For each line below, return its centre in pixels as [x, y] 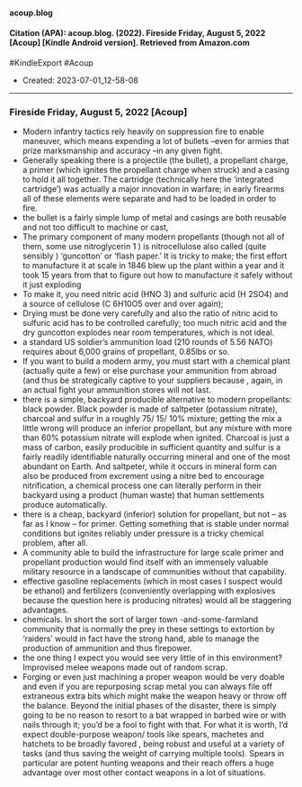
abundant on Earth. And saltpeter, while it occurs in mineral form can [149, 466]
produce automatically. [65, 505]
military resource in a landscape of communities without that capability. [155, 572]
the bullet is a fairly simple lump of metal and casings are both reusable [155, 218]
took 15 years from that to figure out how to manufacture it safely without [157, 276]
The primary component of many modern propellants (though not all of [153, 237]
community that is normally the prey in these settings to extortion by [149, 629]
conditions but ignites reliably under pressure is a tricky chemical [143, 534]
